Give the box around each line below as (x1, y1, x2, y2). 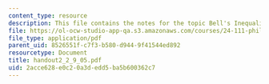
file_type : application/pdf (8, 34, 102, 42)
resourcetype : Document (8, 49, 88, 57)
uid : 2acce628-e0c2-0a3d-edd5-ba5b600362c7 (8, 64, 156, 72)
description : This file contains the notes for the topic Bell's (8, 19, 231, 27)
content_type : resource (8, 11, 88, 20)
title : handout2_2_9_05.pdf (8, 57, 102, 65)
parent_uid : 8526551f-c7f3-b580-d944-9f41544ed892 (8, 42, 181, 50)
